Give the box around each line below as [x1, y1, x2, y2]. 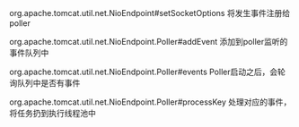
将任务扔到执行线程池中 [9, 108, 96, 118]
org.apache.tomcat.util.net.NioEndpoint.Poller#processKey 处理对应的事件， [9, 97, 292, 107]
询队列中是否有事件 [9, 78, 81, 88]
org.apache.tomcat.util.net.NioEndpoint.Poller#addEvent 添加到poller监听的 [9, 37, 288, 47]
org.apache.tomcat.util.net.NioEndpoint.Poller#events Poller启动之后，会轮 [9, 66, 286, 77]
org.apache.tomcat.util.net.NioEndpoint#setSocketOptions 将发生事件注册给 [9, 8, 290, 18]
